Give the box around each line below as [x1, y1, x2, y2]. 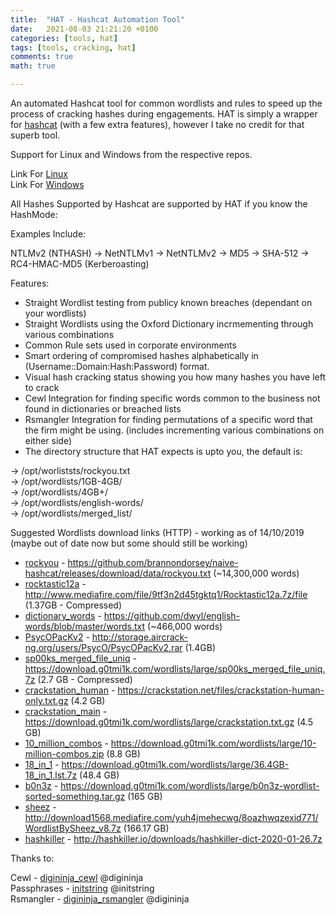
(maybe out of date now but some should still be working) [10, 537, 248, 549]
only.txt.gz [24, 695, 69, 706]
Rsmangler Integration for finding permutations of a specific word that [24, 414, 313, 425]
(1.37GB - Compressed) [24, 599, 123, 611]
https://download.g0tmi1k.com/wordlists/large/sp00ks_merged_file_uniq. [24, 663, 326, 675]
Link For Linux [10, 168, 69, 180]
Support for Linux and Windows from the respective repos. [10, 149, 253, 160]
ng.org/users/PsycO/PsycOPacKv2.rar [24, 642, 183, 653]
